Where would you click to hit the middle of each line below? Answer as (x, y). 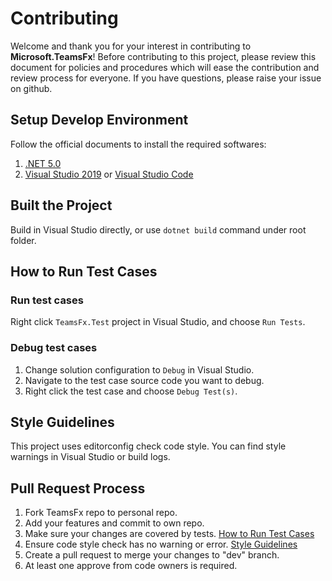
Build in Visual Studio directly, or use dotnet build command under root (158, 229)
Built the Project (61, 205)
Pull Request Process (78, 488)
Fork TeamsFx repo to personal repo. (101, 513)
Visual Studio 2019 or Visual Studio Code (109, 174)
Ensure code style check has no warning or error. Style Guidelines (161, 544)
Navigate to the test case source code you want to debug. (144, 380)
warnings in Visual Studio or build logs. (90, 457)
